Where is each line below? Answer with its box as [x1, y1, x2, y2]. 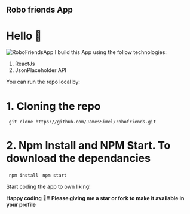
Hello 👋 [6, 29, 42, 43]
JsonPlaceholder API [14, 67, 67, 74]
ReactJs [14, 60, 35, 68]
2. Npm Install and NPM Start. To [6, 139, 171, 152]
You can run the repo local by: [6, 78, 81, 86]
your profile [6, 201, 36, 209]
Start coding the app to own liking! [6, 183, 91, 191]
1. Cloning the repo [6, 99, 101, 113]
